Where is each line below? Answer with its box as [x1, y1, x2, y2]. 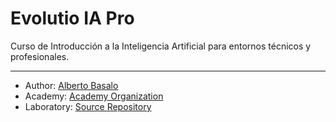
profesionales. [10, 50, 70, 62]
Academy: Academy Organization [24, 90, 164, 102]
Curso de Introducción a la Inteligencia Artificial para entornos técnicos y [10, 40, 312, 52]
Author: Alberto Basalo [24, 79, 119, 91]
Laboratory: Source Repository [24, 100, 152, 112]
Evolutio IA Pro [10, 7, 135, 30]
